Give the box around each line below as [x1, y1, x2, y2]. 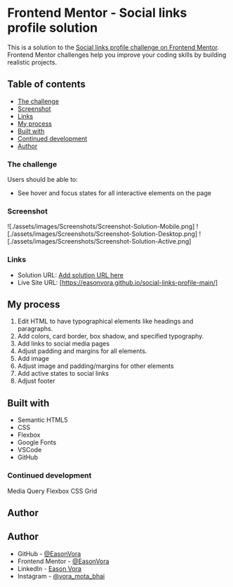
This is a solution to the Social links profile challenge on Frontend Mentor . [7, 43, 220, 51]
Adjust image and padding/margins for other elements [17, 362, 174, 370]
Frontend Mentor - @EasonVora [17, 557, 109, 565]
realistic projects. [7, 58, 58, 66]
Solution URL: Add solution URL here [17, 270, 124, 279]
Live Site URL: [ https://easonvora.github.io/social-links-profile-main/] [17, 278, 218, 286]
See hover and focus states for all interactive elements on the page [17, 189, 212, 197]
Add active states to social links [17, 369, 109, 378]
